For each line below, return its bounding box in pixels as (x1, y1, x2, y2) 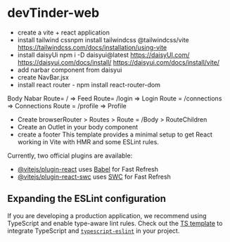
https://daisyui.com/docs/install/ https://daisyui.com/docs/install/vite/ (17, 58, 220, 66)
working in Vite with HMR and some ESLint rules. (17, 137, 160, 146)
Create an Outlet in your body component (17, 122, 139, 131)
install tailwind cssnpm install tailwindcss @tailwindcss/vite (17, 35, 189, 44)
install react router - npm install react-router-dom (17, 80, 160, 89)
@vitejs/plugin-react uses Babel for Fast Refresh (17, 165, 159, 173)
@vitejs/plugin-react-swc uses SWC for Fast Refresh (17, 172, 171, 181)
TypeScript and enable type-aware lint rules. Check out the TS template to (7, 219, 223, 227)
